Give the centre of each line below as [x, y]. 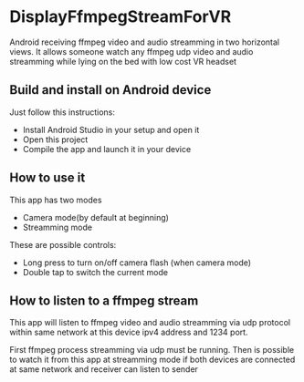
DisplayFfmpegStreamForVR [121, 17]
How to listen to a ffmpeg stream [104, 300]
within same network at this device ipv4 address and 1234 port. [129, 332]
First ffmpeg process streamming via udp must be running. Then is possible [152, 350]
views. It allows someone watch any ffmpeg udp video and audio [131, 51]
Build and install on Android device [110, 90]
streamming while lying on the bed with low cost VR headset [123, 61]
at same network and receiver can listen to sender [104, 369]
